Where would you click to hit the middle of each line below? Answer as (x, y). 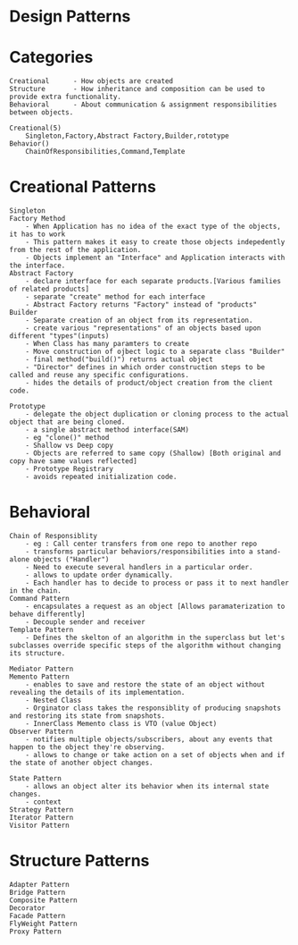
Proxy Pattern (36, 932)
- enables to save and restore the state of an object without (145, 685)
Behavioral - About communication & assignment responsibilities (143, 105)
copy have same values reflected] (74, 461)
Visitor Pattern (39, 825)
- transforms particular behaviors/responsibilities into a (139, 552)
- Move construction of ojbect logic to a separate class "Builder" (155, 352)
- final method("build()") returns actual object (120, 359)
